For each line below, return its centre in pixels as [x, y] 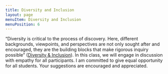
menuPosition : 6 [23, 24]
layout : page [19, 15]
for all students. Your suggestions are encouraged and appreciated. [77, 66]
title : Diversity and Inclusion [40, 10]
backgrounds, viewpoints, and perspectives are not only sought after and [82, 44]
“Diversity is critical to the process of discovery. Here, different [72, 39]
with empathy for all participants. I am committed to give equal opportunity [84, 60]
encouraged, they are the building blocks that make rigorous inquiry [77, 50]
